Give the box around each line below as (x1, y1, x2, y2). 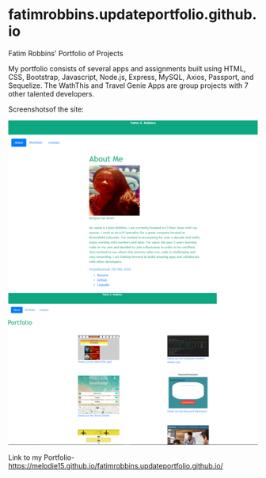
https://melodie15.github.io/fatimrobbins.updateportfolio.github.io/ (8, 461, 223, 471)
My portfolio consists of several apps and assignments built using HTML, (8, 63, 246, 73)
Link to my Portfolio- (8, 453, 75, 462)
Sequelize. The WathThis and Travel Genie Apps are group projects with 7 (8, 81, 249, 90)
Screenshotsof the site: (8, 104, 85, 114)
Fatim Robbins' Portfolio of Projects (8, 48, 124, 58)
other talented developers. (8, 89, 95, 98)
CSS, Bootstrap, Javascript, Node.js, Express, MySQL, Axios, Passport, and (8, 72, 254, 82)
